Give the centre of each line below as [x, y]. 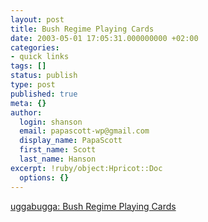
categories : [35, 47]
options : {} [44, 177]
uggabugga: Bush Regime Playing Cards [93, 206]
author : [26, 112]
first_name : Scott [58, 150]
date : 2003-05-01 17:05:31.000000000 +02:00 [104, 38]
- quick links [40, 57]
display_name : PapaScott [71, 141]
